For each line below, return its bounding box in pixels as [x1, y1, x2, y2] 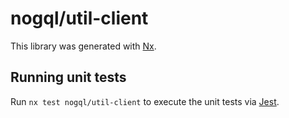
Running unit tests [10, 69, 127, 86]
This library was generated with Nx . [10, 40, 157, 52]
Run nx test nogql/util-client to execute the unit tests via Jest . [10, 95, 280, 107]
